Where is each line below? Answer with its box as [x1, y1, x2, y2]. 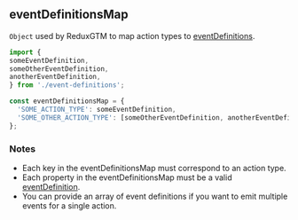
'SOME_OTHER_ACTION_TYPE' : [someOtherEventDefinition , [17, 113, 224, 122]
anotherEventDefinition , [9, 73, 101, 82]
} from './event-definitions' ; [9, 81, 125, 90]
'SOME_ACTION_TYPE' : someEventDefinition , [17, 106, 176, 114]
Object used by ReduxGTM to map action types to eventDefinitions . [9, 30, 255, 41]
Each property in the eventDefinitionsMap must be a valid [21, 172, 232, 183]
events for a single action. [21, 200, 117, 211]
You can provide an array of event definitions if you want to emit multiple [21, 191, 288, 201]
